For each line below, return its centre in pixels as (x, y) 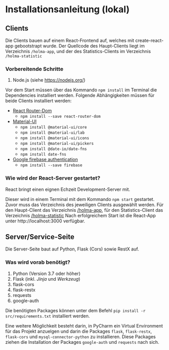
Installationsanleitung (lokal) (68, 9)
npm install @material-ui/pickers (57, 144)
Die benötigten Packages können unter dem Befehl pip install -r (75, 310)
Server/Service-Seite (40, 236)
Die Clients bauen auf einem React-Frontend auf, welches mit (70, 40)
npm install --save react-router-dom (61, 117)
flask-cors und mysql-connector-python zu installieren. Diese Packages (80, 336)
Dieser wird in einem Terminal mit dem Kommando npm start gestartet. (80, 199)
